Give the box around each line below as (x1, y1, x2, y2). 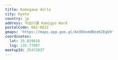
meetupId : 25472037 (5, 47, 45, 52)
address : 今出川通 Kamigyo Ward (5, 20, 68, 26)
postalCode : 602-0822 (5, 25, 49, 30)
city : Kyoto (5, 12, 29, 16)
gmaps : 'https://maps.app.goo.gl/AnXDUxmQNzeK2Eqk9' (5, 30, 114, 34)
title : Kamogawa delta (5, 7, 51, 12)
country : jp (5, 16, 29, 21)
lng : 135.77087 (9, 43, 40, 48)
